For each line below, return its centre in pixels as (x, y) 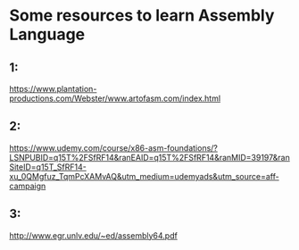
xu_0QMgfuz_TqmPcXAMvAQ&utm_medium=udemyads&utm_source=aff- (144, 176)
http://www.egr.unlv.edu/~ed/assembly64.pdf (94, 235)
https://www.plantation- (53, 89)
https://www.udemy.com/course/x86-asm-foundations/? (114, 147)
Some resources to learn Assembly (142, 16)
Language (47, 34)
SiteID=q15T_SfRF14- (48, 167)
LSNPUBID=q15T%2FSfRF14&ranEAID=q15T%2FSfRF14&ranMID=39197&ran (149, 157)
